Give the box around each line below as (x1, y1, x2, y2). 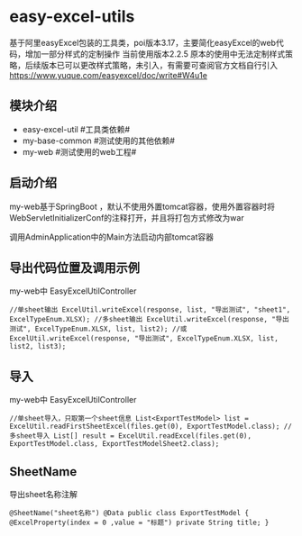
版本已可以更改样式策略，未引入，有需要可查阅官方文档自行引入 (40, 59, 278, 70)
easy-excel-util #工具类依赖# (22, 123, 131, 134)
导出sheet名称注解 (9, 489, 78, 499)
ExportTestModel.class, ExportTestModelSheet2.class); (9, 440, 220, 449)
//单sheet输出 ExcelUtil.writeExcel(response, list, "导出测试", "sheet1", (9, 305, 291, 314)
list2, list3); (9, 342, 67, 351)
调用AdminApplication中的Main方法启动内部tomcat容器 (9, 232, 215, 242)
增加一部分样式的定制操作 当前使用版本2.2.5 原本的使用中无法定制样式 (24, 48, 286, 59)
